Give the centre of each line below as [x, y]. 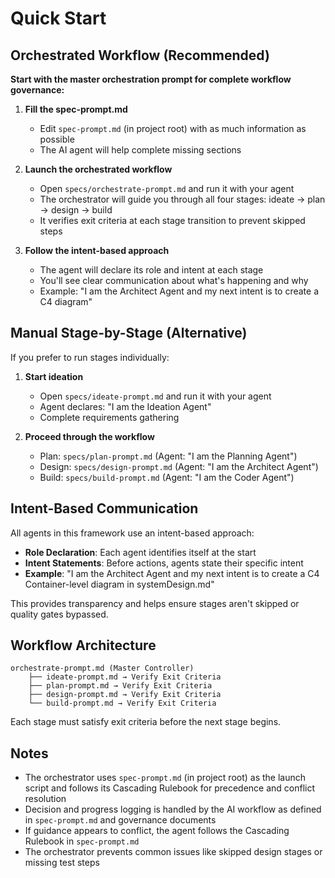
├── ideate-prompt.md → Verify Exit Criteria [125, 677]
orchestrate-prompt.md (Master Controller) [102, 668]
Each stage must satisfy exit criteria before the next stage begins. [146, 722]
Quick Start [58, 18]
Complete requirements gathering [109, 417]
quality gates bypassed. [59, 614]
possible [57, 139]
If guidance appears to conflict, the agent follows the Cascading [157, 831]
